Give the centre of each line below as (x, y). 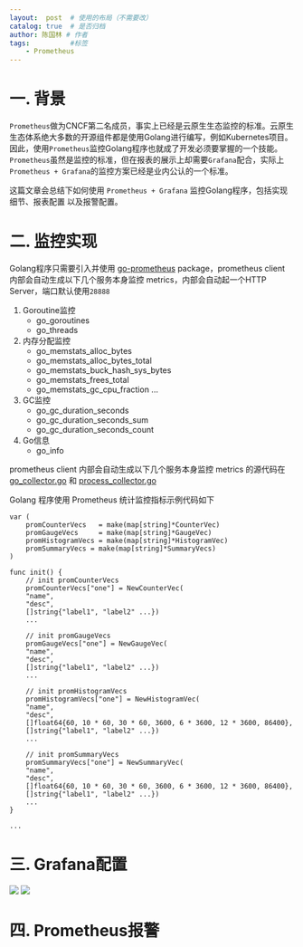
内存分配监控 (46, 341)
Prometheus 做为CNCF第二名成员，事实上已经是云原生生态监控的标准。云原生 (151, 126)
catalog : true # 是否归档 (57, 26)
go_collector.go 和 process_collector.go (83, 480)
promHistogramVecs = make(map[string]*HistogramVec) (127, 540)
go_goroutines (63, 320)
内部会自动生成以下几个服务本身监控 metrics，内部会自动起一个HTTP (138, 280)
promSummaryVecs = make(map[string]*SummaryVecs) (121, 549)
